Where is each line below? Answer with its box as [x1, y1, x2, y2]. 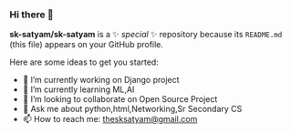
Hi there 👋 [9, 8, 55, 21]
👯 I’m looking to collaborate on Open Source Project [22, 94, 218, 105]
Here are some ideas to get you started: [9, 56, 160, 67]
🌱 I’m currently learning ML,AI [22, 84, 135, 95]
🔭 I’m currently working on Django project [22, 75, 180, 86]
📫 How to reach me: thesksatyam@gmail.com [22, 114, 198, 125]
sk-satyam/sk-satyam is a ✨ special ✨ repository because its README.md [9, 29, 283, 40]
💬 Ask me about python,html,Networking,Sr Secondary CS [22, 104, 243, 115]
